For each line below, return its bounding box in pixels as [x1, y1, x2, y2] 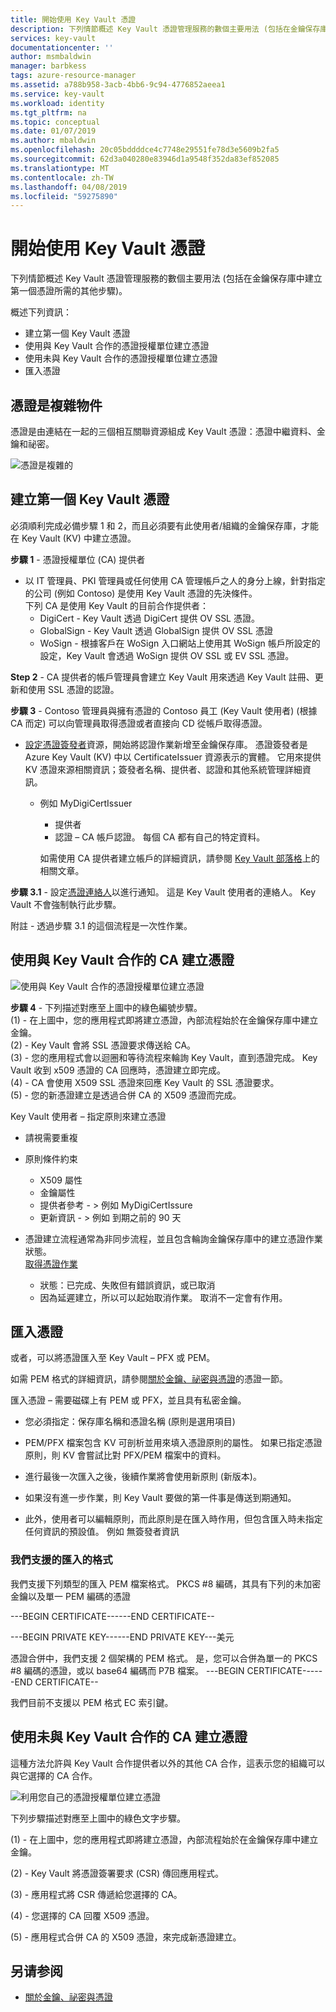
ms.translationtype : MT [10, 163, 110, 173]
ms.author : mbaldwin [10, 136, 97, 146]
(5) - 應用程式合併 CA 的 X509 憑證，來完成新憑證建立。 [10, 1931, 242, 1943]
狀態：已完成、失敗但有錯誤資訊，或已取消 [39, 1279, 216, 1291]
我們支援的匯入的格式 [10, 1553, 113, 1567]
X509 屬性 [39, 1174, 83, 1186]
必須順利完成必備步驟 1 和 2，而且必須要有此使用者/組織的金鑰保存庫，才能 [10, 519, 320, 531]
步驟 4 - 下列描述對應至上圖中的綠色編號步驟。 [10, 1001, 203, 1013]
